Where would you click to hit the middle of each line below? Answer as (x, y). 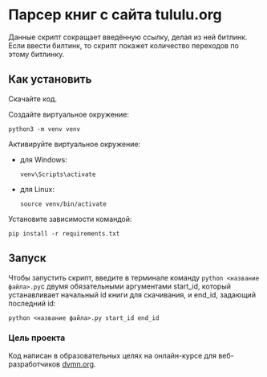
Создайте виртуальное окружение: (69, 114)
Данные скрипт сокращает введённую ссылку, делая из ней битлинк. (128, 37)
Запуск (27, 258)
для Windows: (44, 159)
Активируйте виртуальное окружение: (75, 144)
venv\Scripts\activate (58, 174)
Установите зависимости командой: (70, 219)
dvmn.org (78, 364)
